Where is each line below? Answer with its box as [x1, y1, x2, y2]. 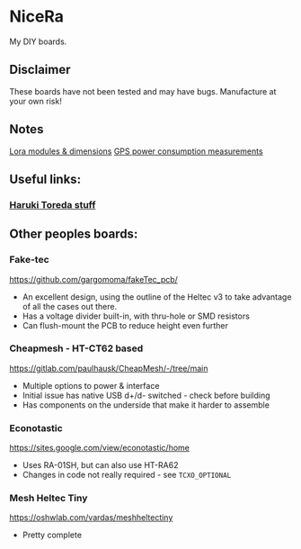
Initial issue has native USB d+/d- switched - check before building [22, 390, 271, 400]
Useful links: [9, 171, 82, 186]
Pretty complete [22, 529, 83, 541]
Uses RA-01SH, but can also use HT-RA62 [22, 460, 179, 471]
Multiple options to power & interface [22, 380, 160, 391]
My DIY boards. [9, 36, 67, 47]
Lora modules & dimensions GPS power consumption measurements [9, 146, 263, 157]
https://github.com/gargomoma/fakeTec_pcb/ [9, 274, 178, 284]
